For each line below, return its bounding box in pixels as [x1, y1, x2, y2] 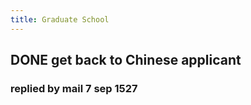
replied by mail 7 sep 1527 [10, 81, 138, 95]
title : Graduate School [10, 14, 110, 25]
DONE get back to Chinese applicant [10, 52, 242, 69]
